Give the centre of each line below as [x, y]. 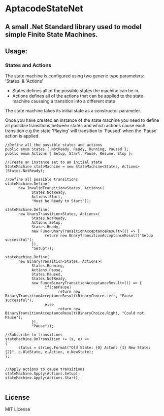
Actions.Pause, [47, 270]
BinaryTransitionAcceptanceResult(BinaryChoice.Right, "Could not [75, 313]
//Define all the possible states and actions [54, 145]
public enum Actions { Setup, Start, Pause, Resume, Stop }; [69, 154]
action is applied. [22, 136]
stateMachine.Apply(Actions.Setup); [43, 374]
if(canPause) [58, 287]
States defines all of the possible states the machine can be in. [76, 91]
